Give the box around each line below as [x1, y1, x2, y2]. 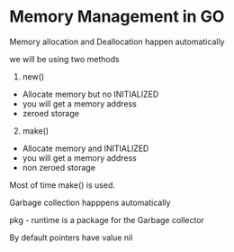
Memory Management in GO [9, 6, 225, 27]
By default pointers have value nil [9, 232, 133, 243]
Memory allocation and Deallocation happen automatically [9, 36, 225, 47]
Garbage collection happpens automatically [9, 197, 171, 208]
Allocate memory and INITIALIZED [22, 143, 149, 154]
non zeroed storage [22, 162, 96, 173]
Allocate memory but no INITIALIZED [22, 89, 159, 99]
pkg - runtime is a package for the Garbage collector [9, 214, 205, 225]
